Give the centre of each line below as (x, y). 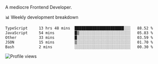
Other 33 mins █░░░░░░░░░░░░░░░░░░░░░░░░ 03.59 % (79, 37)
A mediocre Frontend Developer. (39, 7)
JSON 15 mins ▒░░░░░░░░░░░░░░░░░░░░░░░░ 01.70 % (79, 42)
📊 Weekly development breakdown (42, 17)
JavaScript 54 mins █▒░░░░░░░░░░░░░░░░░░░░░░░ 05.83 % (79, 33)
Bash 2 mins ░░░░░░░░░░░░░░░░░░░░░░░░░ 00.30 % (79, 47)
